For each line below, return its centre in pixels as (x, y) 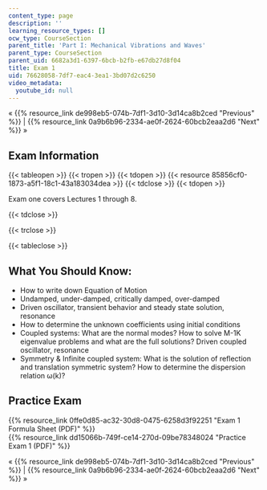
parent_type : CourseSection (55, 53)
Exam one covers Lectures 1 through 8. (73, 199)
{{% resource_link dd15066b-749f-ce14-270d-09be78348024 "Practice (127, 437)
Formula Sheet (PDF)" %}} (52, 429)
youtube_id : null (44, 90)
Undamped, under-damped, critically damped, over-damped (120, 299)
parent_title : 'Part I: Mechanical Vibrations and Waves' (107, 46)
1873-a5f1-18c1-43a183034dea (59, 184)
